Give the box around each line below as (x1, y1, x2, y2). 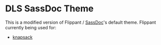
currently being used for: (5, 24, 56, 30)
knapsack (12, 34, 33, 40)
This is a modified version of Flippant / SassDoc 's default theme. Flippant (5, 19, 156, 25)
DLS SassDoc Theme (5, 3, 94, 14)
